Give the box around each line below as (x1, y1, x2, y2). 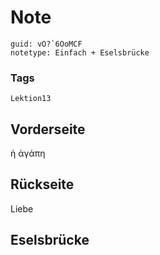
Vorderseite (10, 121, 86, 138)
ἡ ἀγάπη (10, 147, 46, 160)
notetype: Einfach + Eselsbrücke (10, 47, 150, 58)
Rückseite (10, 176, 75, 193)
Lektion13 (10, 94, 52, 104)
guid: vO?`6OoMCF (10, 39, 83, 49)
